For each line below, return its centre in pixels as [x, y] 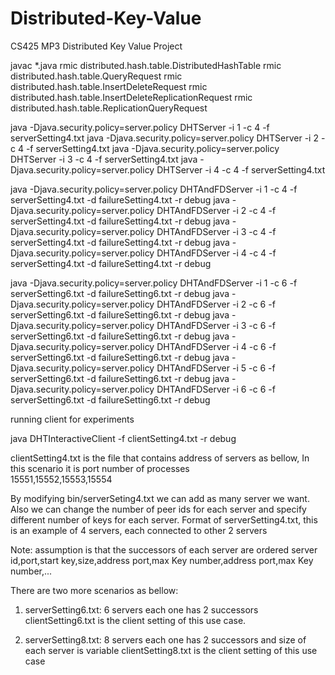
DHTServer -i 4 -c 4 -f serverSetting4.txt [241, 169]
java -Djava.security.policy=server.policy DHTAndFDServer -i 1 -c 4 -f [154, 189]
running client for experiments [72, 419]
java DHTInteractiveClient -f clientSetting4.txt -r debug [123, 438]
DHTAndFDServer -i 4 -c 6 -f [216, 346]
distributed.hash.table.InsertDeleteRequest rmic [109, 86]
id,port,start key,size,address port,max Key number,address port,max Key [162, 560]
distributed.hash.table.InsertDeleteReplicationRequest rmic [131, 97]
